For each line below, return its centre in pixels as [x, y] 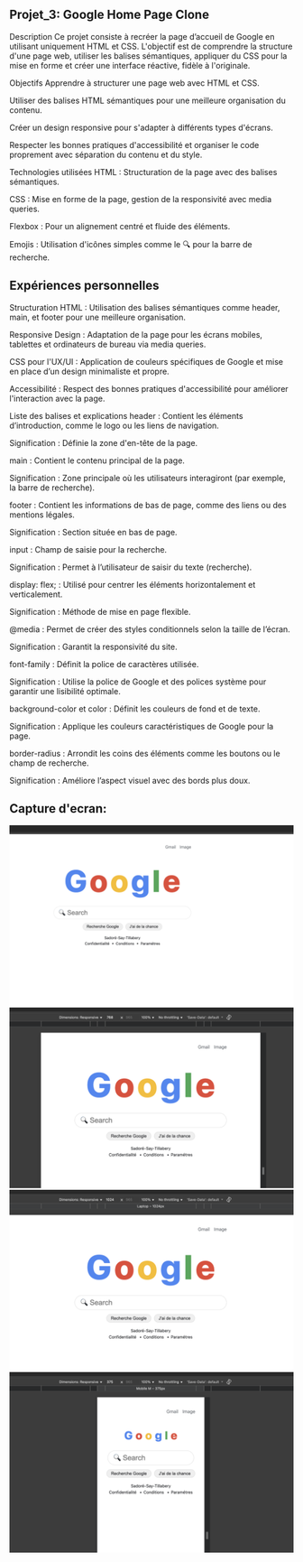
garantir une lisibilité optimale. [65, 691]
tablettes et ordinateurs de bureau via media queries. [108, 344]
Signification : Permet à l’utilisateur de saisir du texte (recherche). [131, 567]
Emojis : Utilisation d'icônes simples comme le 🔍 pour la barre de [131, 244]
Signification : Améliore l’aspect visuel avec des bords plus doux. [130, 780]
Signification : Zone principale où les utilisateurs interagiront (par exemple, [147, 478]
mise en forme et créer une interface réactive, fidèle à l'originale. [130, 65]
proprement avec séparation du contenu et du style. [106, 154]
